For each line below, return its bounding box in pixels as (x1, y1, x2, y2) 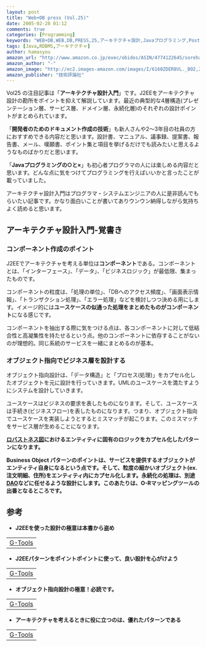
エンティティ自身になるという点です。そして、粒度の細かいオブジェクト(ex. (6, 464, 197, 472)
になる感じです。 (12, 311, 55, 318)
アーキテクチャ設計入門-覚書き (6, 224, 123, 235)
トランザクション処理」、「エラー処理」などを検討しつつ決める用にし (22, 296, 194, 303)
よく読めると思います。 (6, 205, 66, 212)
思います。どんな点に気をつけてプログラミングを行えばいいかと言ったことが (6, 169, 199, 177)
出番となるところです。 (6, 487, 66, 494)
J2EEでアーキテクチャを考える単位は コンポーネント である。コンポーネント (6, 259, 196, 267)
